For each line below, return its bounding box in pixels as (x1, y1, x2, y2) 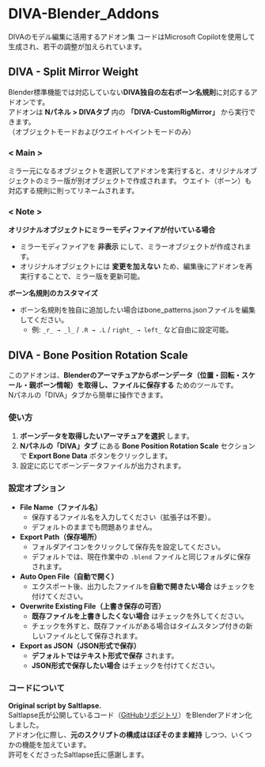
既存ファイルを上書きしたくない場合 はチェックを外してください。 (31, 611, 248, 621)
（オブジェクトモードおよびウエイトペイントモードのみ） (8, 127, 195, 136)
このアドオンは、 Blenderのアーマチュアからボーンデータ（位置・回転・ (8, 370, 242, 380)
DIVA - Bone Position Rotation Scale (8, 348, 188, 362)
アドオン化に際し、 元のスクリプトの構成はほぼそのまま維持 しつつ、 (8, 730, 232, 740)
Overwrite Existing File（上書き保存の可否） (19, 601, 166, 610)
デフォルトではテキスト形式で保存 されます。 (31, 651, 179, 660)
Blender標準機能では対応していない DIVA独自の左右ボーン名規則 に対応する (8, 87, 251, 97)
